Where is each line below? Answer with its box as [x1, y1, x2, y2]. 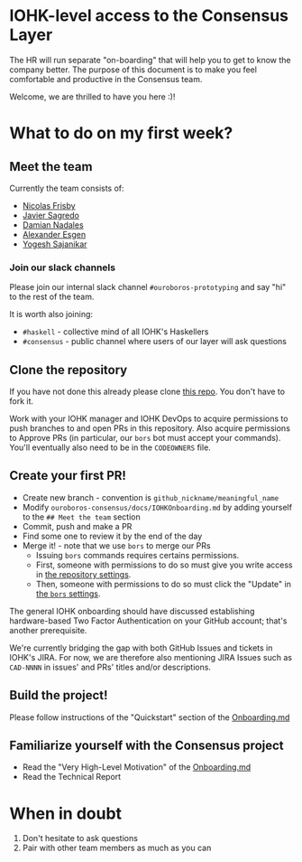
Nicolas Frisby [22, 200, 76, 211]
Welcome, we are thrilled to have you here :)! [9, 91, 176, 102]
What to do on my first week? [9, 123, 233, 144]
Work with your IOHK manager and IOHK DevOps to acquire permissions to [9, 413, 288, 425]
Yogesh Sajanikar [22, 239, 87, 249]
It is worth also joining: [9, 309, 93, 320]
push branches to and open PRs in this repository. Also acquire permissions [9, 423, 291, 434]
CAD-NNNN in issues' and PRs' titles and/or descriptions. [9, 661, 212, 672]
